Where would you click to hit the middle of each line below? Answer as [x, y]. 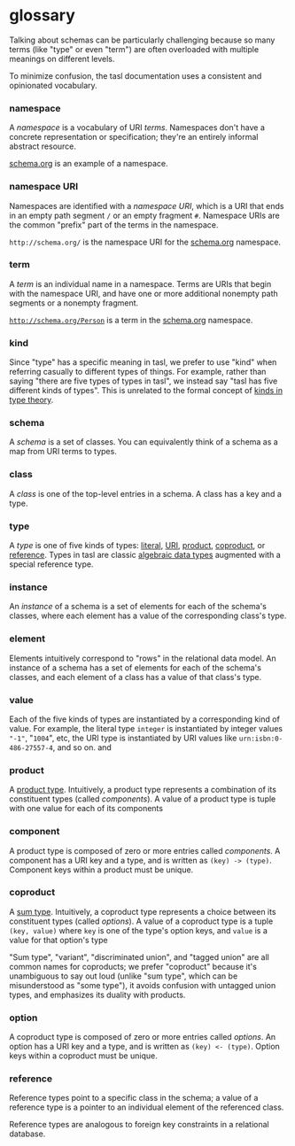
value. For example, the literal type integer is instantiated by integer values [146, 728]
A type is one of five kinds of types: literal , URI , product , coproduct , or [137, 546]
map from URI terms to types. [63, 452]
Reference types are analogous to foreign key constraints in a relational [139, 1125]
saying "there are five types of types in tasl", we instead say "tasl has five [144, 381]
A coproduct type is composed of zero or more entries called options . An [143, 1037]
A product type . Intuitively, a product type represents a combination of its [143, 790]
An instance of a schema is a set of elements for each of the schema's [138, 607]
